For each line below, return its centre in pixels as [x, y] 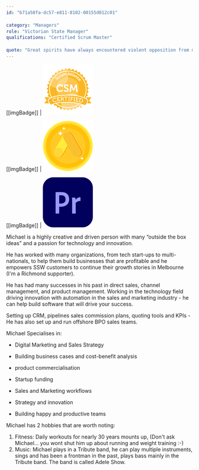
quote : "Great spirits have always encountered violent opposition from [98, 50]
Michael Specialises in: [34, 333]
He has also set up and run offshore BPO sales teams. [72, 322]
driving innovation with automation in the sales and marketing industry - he [97, 297]
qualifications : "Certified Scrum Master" [59, 38]
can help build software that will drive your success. [70, 304]
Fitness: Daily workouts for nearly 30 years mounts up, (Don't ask [95, 437]
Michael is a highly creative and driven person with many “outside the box [96, 237]
